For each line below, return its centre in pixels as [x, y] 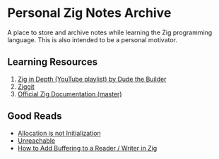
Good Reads [35, 116]
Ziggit [26, 87]
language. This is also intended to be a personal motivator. [93, 39]
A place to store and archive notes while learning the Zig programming [110, 32]
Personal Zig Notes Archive [89, 13]
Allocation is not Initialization [59, 133]
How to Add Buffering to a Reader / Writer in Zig [87, 148]
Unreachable [36, 140]
